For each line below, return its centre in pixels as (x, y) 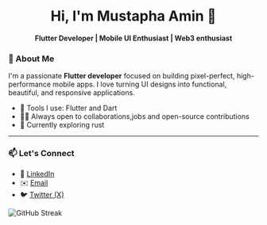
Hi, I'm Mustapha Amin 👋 (133, 16)
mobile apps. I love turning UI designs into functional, (140, 84)
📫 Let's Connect (41, 154)
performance (30, 84)
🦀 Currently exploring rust (62, 125)
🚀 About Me (31, 59)
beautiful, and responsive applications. (72, 93)
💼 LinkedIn (37, 174)
